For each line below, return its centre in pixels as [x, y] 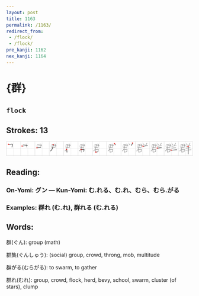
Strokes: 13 [27, 130]
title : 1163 [21, 19]
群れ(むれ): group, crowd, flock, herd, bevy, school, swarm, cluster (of [91, 280]
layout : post [22, 12]
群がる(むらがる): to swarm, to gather [52, 267]
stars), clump [22, 287]
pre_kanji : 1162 [26, 50]
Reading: [23, 172]
